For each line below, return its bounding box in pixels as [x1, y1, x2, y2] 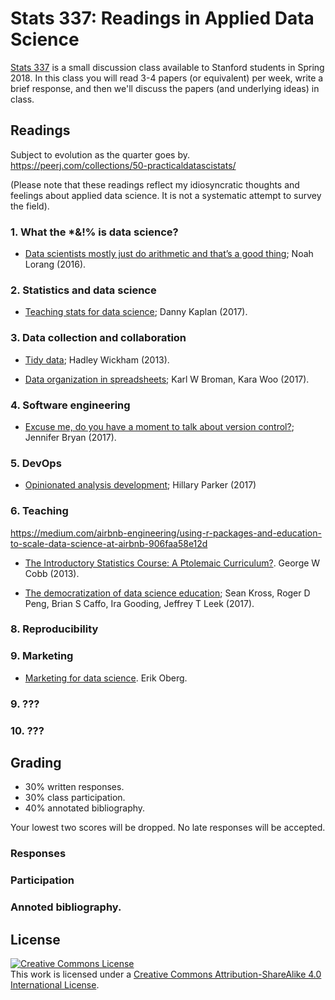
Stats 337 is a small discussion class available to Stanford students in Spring [10, 61, 325, 73]
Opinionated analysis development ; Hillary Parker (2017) [24, 479, 257, 491]
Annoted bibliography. [10, 900, 122, 914]
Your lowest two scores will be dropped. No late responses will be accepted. [10, 822, 326, 834]
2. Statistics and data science [10, 283, 157, 297]
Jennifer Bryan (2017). [24, 431, 117, 443]
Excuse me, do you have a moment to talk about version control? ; [24, 420, 295, 432]
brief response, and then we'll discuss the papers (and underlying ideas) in [10, 82, 320, 94]
